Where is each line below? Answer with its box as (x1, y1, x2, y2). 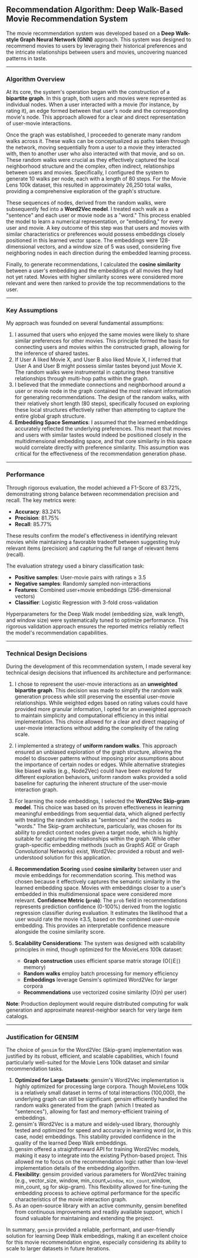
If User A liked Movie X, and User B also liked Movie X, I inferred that (14, 356, 181, 363)
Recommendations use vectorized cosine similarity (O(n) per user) (23, 989, 187, 996)
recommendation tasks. (6, 1065, 64, 1073)
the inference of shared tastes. (14, 350, 90, 357)
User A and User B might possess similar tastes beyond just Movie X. (14, 363, 183, 370)
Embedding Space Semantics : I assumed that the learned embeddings (14, 419, 188, 426)
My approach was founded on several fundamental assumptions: (6, 320, 164, 327)
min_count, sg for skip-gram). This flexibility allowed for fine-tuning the (14, 1184, 188, 1191)
